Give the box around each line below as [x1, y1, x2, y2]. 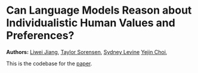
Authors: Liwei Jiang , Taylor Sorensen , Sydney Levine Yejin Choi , [6, 48, 168, 55]
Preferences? [6, 29, 75, 42]
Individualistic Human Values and [6, 16, 176, 30]
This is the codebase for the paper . [6, 60, 92, 67]
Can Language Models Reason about [6, 4, 192, 17]
